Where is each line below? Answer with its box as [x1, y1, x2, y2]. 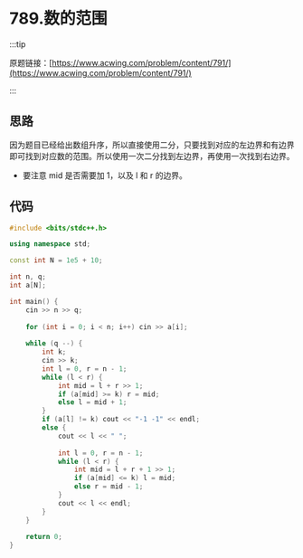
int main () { [9, 297, 59, 306]
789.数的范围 [9, 8, 108, 29]
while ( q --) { [25, 339, 83, 348]
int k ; [42, 347, 67, 357]
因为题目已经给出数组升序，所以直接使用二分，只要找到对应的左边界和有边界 [9, 139, 295, 150]
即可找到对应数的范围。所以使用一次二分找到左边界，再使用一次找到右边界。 [9, 150, 295, 161]
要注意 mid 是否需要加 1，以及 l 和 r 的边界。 [22, 169, 187, 181]
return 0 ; [25, 533, 63, 542]
